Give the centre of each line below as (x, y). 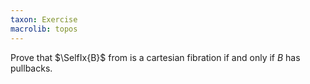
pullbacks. (31, 68)
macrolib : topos (44, 29)
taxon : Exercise (44, 19)
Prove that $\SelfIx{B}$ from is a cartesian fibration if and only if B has (155, 57)
